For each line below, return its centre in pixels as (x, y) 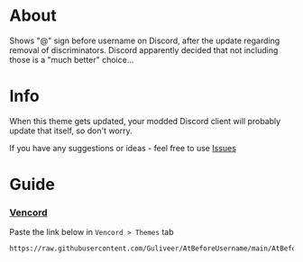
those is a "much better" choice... (72, 59)
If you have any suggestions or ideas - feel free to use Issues (123, 148)
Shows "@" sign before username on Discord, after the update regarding (145, 41)
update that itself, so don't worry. (71, 131)
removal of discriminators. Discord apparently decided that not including (144, 50)
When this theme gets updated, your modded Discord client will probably (145, 121)
